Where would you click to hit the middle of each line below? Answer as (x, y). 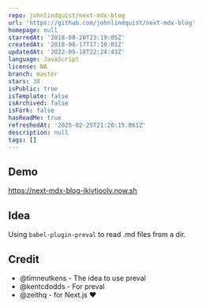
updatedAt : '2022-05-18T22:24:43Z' (67, 52)
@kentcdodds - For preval (62, 286)
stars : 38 (24, 81)
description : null (38, 132)
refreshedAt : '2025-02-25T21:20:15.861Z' (77, 125)
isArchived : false (38, 103)
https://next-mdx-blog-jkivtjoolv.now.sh (73, 190)
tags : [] (22, 140)
